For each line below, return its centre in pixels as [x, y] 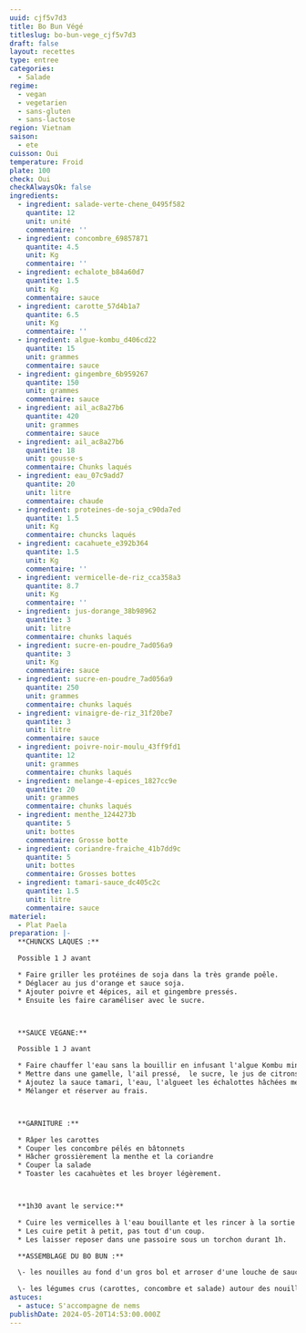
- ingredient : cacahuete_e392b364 [83, 543]
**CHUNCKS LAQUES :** [59, 942]
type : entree [34, 60]
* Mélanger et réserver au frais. [83, 1090]
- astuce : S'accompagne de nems [79, 1306]
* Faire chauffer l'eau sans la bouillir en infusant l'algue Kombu [150, 1066]
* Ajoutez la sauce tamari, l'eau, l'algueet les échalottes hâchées [152, 1082]
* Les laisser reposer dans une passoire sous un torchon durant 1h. [152, 1240]
